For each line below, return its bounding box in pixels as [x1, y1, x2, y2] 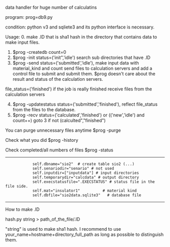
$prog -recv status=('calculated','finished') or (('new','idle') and [12, 112, 145, 118]
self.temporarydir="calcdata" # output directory [32, 175, 139, 180]
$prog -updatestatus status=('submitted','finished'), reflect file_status [12, 101, 158, 107]
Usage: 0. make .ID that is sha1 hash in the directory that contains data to [5, 34, 157, 40]
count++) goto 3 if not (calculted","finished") [12, 117, 106, 123]
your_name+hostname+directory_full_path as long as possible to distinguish [5, 231, 164, 237]
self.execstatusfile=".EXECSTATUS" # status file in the [32, 179, 155, 184]
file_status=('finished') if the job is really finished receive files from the [5, 86, 152, 92]
